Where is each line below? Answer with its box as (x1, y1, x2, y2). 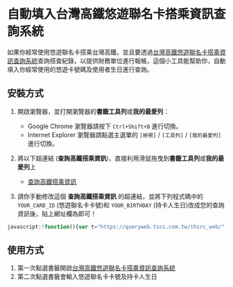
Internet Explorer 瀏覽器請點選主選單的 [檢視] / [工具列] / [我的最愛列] (27, 130, 222, 139)
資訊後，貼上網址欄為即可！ (17, 209, 97, 218)
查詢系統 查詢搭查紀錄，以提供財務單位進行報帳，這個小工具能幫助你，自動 (12, 56, 226, 64)
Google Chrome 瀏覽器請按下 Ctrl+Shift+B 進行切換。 (27, 122, 182, 130)
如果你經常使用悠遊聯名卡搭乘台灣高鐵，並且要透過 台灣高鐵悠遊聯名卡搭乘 (7, 48, 220, 56)
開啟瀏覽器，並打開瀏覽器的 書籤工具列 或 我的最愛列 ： (17, 107, 170, 115)
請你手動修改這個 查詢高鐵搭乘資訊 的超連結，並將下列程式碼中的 (17, 192, 203, 200)
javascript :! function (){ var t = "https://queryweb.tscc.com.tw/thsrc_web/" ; (7, 223, 228, 230)
